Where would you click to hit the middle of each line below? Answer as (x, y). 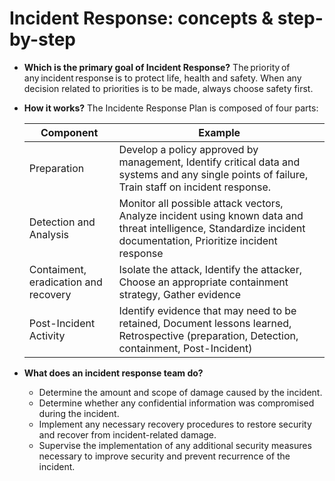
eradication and (65, 282)
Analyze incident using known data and (211, 215)
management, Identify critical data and (209, 162)
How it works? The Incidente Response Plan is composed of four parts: (171, 108)
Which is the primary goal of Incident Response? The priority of (157, 67)
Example (219, 132)
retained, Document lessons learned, (205, 323)
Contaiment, (57, 269)
